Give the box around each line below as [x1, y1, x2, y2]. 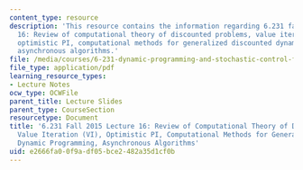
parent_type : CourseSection [9, 105, 115, 114]
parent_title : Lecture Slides [9, 96, 124, 106]
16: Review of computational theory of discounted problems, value [17, 30, 277, 39]
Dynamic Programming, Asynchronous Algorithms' [17, 139, 200, 148]
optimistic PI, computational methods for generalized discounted [17, 38, 272, 48]
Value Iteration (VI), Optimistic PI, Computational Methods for [17, 130, 269, 139]
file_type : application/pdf [9, 64, 115, 73]
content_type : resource [9, 13, 99, 22]
